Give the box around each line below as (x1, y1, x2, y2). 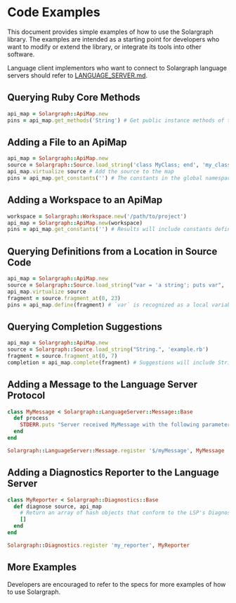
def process (13, 415, 49, 422)
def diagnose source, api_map (13, 503, 102, 510)
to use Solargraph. (7, 588, 61, 596)
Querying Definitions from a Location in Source (7, 245, 218, 257)
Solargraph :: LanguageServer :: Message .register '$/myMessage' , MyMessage (7, 447, 225, 454)
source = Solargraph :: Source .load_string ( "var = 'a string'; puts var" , (7, 281, 225, 289)
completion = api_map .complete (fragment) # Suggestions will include (7, 359, 216, 366)
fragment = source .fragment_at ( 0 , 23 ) (7, 294, 121, 301)
